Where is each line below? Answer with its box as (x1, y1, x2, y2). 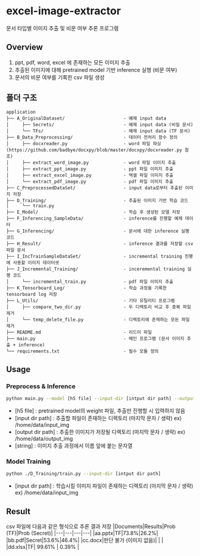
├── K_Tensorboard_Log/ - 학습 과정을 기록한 (6, 285, 167, 291)
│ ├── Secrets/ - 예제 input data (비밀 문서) (6, 121, 193, 127)
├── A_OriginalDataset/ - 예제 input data (6, 115, 167, 121)
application (6, 109, 36, 115)
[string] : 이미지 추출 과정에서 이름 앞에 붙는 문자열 (14, 442, 133, 449)
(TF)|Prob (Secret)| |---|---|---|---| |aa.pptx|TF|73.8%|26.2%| (6, 530, 159, 537)
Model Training (6, 457, 51, 466)
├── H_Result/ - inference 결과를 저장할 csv (6, 240, 193, 246)
